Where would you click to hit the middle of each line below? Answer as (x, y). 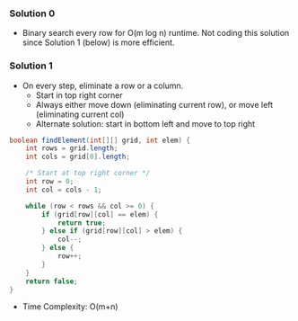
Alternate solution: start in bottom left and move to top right (145, 123)
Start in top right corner (79, 95)
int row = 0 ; (50, 182)
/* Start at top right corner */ (88, 174)
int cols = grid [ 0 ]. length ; (78, 157)
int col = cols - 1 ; (64, 190)
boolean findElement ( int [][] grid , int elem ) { (100, 140)
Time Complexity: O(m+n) (70, 307)
